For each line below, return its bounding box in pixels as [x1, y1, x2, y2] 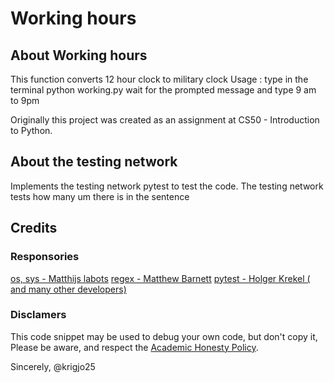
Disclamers [10, 308, 67, 322]
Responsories [10, 250, 80, 264]
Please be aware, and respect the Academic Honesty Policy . [10, 341, 259, 353]
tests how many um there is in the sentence [10, 190, 190, 202]
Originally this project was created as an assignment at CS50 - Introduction [10, 114, 320, 126]
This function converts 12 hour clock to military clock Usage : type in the [10, 73, 309, 85]
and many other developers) [10, 283, 127, 295]
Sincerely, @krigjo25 [10, 360, 96, 372]
